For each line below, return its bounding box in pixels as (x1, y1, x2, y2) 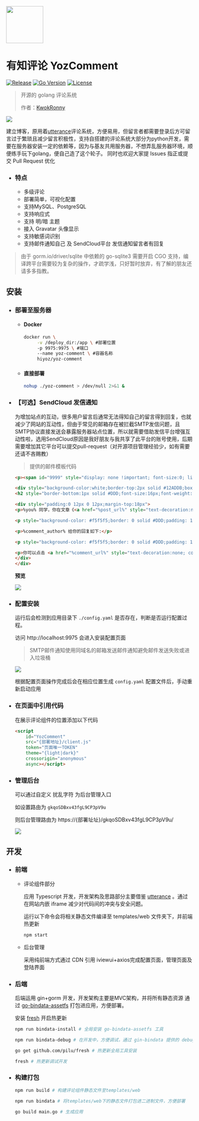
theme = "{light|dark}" (25, 750, 79, 756)
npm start (23, 932, 49, 938)
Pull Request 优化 (12, 157, 55, 164)
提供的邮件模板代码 (29, 463, 77, 470)
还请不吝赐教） (14, 450, 52, 457)
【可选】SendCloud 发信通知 (14, 399, 98, 407)
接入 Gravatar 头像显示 (23, 225, 79, 233)
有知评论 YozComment (6, 59, 118, 73)
